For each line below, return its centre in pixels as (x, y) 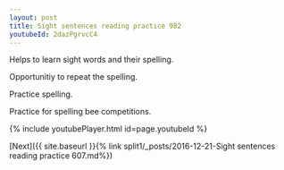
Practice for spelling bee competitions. (80, 112)
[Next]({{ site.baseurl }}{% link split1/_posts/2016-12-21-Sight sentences (142, 146)
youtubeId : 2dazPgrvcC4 (54, 34)
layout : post (33, 17)
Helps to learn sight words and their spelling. (92, 60)
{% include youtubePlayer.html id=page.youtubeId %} (109, 129)
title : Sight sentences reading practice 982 (95, 26)
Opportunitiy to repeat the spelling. (74, 77)
